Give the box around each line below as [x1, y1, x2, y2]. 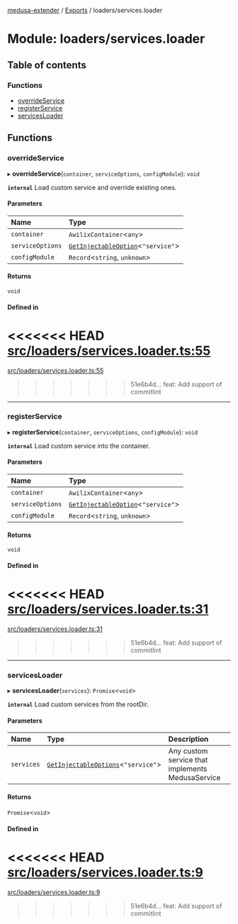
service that [168, 755, 208, 765]
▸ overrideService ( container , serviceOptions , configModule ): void [7, 169, 200, 178]
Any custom [168, 746, 208, 756]
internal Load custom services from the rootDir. [7, 700, 149, 708]
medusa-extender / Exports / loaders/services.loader [7, 6, 163, 14]
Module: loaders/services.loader [7, 31, 205, 47]
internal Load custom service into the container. [7, 441, 150, 450]
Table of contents [7, 59, 86, 71]
